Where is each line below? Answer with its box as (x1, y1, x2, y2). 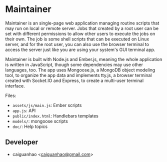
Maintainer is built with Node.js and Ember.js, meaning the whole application (5, 56, 162, 62)
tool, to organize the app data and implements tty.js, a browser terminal (5, 72, 152, 78)
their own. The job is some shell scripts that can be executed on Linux (5, 36, 149, 42)
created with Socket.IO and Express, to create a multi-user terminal (5, 77, 144, 83)
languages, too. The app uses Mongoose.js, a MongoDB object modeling (5, 66, 155, 73)
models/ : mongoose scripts (12, 118, 68, 124)
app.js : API (12, 107, 36, 113)
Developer (5, 138, 38, 146)
